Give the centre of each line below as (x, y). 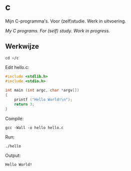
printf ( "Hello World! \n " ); (43, 100)
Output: (13, 155)
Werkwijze (22, 46)
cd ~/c (12, 58)
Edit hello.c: (17, 67)
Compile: (14, 118)
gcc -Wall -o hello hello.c (34, 127)
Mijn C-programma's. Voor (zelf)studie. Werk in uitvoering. (66, 21)
